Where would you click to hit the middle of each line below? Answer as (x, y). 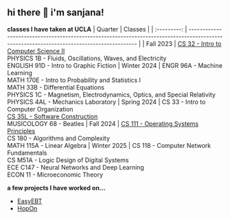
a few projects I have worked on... (56, 188)
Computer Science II (36, 51)
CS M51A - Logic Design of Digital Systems (68, 160)
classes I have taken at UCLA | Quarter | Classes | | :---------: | (97, 29)
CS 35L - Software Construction (53, 116)
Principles (21, 131)
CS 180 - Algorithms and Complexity (59, 138)
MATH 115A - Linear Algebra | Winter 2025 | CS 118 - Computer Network (109, 145)
